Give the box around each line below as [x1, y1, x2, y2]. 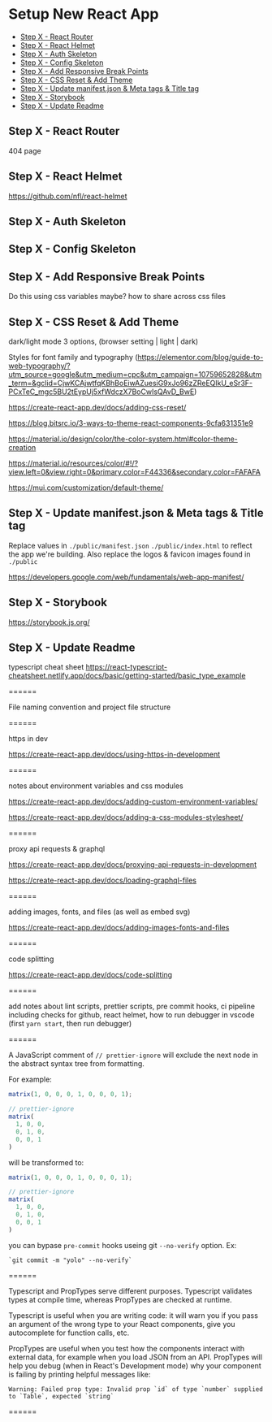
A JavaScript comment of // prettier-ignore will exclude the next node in [8, 1050, 258, 1060]
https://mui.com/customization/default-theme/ [8, 483, 164, 492]
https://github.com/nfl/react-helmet [8, 191, 127, 201]
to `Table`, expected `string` [8, 1392, 114, 1400]
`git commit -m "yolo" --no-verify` [8, 1256, 132, 1264]
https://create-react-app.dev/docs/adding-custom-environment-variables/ [8, 797, 258, 807]
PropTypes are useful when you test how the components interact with [8, 1343, 245, 1353]
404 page [8, 145, 42, 155]
